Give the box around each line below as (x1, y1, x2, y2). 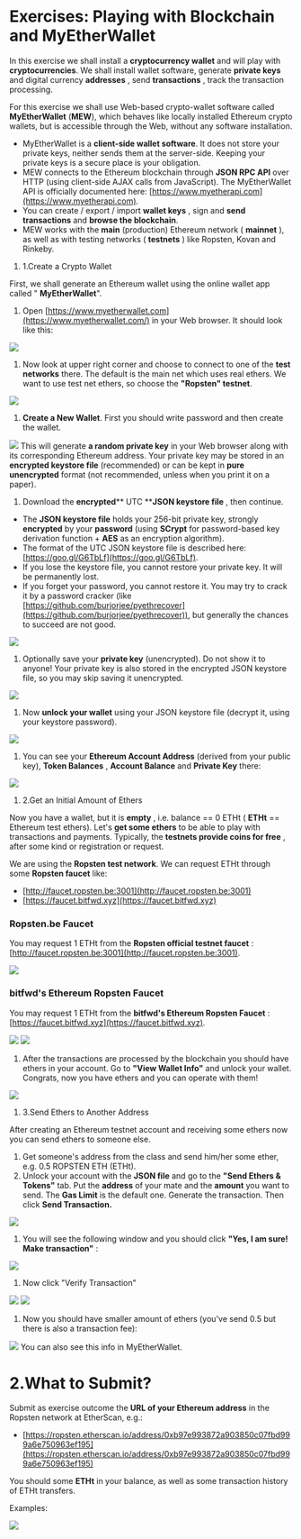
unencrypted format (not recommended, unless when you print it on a (9, 469, 270, 479)
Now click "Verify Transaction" (22, 1277, 137, 1288)
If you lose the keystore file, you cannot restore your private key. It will (22, 561, 283, 572)
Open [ (22, 305, 49, 316)
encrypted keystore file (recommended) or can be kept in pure (9, 460, 245, 470)
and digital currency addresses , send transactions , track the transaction (9, 74, 285, 85)
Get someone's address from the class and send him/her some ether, (22, 1151, 279, 1161)
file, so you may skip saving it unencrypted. (22, 672, 184, 683)
